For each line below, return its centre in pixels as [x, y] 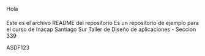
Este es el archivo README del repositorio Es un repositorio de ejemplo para [102, 23]
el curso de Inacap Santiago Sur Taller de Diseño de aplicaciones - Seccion [101, 29]
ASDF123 [18, 47]
